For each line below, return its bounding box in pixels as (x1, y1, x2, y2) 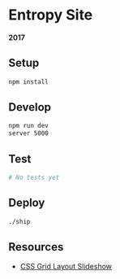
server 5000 (8, 129, 49, 137)
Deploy (8, 196, 45, 210)
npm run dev (8, 122, 49, 130)
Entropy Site (8, 6, 93, 24)
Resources (8, 240, 64, 254)
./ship (8, 217, 31, 225)
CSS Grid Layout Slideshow (19, 262, 112, 272)
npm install (8, 77, 49, 86)
